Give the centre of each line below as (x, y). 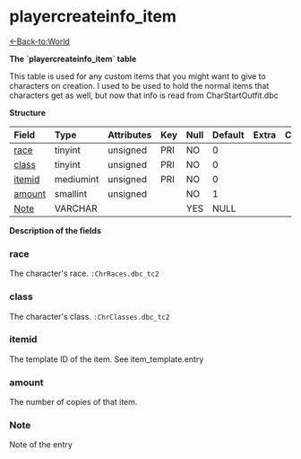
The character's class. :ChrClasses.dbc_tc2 (90, 316)
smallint (71, 193)
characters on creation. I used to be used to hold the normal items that (139, 85)
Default (228, 135)
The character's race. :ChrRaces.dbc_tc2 (84, 274)
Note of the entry (41, 445)
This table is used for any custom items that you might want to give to (138, 76)
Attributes (129, 135)
